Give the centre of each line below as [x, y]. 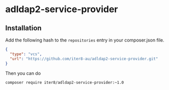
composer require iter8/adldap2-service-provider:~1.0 [65, 82]
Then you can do [23, 73]
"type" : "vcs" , [26, 54]
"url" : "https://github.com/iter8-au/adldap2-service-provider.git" [84, 59]
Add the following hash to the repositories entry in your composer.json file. [85, 40]
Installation [23, 28]
